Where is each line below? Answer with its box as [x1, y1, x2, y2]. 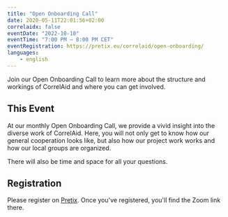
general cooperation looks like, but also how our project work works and [7, 136, 215, 144]
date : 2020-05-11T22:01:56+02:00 [7, 17, 105, 24]
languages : [7, 50, 39, 57]
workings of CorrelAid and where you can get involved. [7, 82, 166, 91]
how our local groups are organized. [7, 143, 112, 152]
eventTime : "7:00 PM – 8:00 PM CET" [7, 36, 114, 43]
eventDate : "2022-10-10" [7, 29, 79, 37]
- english [20, 56, 49, 63]
